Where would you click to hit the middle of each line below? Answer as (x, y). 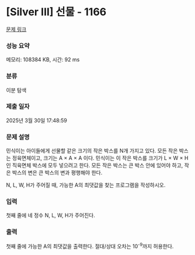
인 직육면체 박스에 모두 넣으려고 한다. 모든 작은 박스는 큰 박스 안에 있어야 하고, (95, 165)
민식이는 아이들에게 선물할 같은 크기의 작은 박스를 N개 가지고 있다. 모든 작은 (92, 151)
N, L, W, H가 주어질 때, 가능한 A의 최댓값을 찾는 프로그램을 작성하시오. (86, 185)
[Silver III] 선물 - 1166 (56, 12)
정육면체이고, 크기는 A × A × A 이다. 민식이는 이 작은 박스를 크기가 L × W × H (100, 158)
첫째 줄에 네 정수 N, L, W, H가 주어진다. (51, 215)
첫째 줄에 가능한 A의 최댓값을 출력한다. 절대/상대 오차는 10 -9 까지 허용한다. (90, 246)
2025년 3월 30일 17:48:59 (36, 120)
